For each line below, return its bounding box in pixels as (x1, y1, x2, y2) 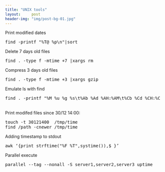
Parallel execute (5, 152, 38, 158)
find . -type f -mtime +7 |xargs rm (5, 58, 93, 64)
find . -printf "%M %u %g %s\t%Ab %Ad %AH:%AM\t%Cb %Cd (5, 95, 142, 101)
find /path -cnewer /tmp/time (5, 124, 78, 130)
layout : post (5, 12, 41, 17)
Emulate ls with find (5, 86, 45, 92)
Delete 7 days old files (5, 49, 50, 55)
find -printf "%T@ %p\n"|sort (5, 39, 78, 45)
